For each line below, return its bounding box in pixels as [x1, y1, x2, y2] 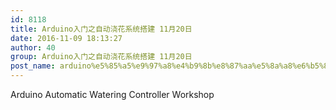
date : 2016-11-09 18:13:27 [10, 33, 123, 43]
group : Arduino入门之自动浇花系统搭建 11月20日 [10, 52, 193, 62]
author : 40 [10, 42, 56, 53]
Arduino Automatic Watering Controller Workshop [10, 89, 215, 100]
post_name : [10, 61, 56, 71]
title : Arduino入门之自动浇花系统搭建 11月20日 [10, 24, 193, 34]
